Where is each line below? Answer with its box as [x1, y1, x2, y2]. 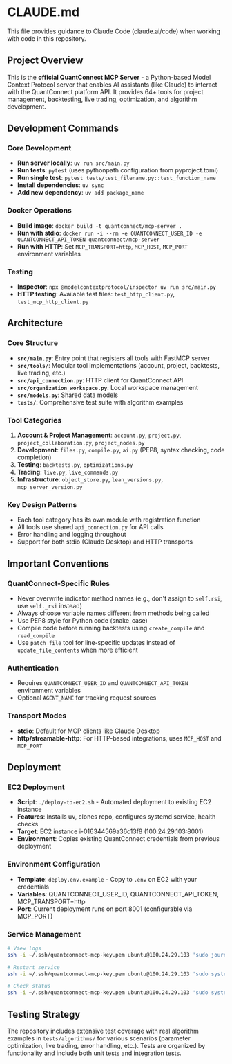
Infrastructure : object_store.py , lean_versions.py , [17, 475, 164, 484]
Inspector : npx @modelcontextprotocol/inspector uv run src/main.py [17, 283, 216, 291]
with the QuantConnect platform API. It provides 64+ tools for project [7, 87, 204, 96]
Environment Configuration [7, 860, 101, 869]
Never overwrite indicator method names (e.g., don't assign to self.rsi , [17, 594, 222, 603]
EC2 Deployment [7, 782, 65, 792]
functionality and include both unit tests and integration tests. [7, 1049, 182, 1057]
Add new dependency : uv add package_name [17, 188, 144, 197]
